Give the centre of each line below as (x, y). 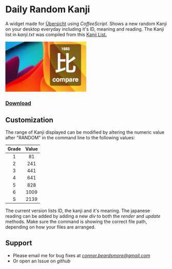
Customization (30, 120)
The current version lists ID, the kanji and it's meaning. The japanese (78, 211)
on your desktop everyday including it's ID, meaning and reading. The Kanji (85, 29)
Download (18, 104)
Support (19, 243)
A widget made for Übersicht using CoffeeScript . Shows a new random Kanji (86, 24)
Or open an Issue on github (42, 261)
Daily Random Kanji (48, 9)
